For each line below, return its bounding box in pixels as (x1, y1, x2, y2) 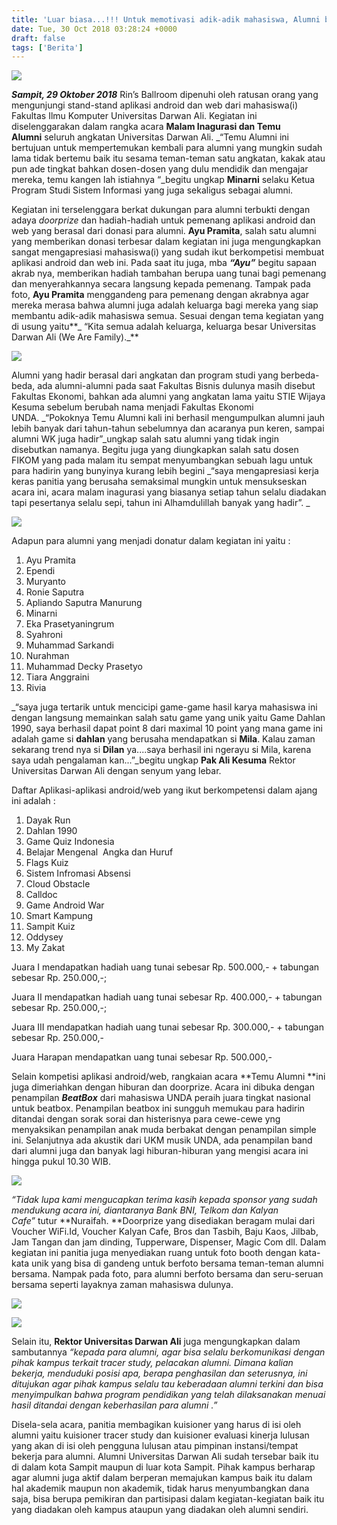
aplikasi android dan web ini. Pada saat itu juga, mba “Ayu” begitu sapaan (11, 257, 317, 269)
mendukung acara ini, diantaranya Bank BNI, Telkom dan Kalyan (11, 1204, 279, 1216)
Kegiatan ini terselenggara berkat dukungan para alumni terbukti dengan (11, 204, 311, 216)
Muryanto (25, 576, 66, 588)
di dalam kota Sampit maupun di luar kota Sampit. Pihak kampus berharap (11, 1461, 316, 1473)
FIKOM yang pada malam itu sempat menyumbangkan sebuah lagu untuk (11, 454, 314, 466)
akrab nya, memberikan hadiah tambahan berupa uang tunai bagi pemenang (11, 267, 327, 280)
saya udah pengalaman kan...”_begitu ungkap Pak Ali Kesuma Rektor (11, 754, 296, 766)
